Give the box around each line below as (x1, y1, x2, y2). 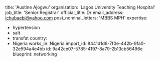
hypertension (12, 24, 40, 30)
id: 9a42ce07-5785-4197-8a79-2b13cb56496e (46, 46, 143, 51)
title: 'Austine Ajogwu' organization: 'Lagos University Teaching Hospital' (5, 4, 155, 10)
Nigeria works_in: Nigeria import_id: (12, 40, 87, 46)
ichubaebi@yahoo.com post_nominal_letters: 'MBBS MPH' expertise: (5, 15, 147, 20)
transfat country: (12, 35, 48, 41)
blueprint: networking (12, 51, 57, 57)
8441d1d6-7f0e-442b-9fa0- (87, 40, 146, 46)
